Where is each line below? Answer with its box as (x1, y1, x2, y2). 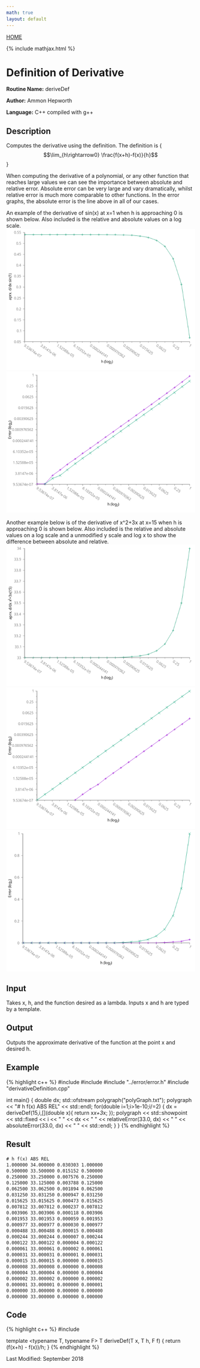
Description (6, 126, 51, 136)
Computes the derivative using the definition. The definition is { (6, 142, 162, 149)
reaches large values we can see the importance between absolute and (6, 178, 183, 186)
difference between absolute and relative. (6, 538, 109, 545)
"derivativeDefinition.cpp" (6, 1085, 70, 1092)
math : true (6, 10, 34, 16)
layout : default (6, 16, 47, 22)
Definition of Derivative (6, 66, 125, 79)
